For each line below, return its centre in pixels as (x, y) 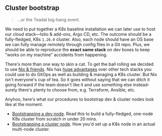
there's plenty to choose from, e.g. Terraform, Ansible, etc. (77, 90)
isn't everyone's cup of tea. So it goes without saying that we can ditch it (77, 79)
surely (11, 90)
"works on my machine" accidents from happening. (56, 55)
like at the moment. (24, 104)
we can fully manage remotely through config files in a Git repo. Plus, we (77, 44)
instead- (141, 85)
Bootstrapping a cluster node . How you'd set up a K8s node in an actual (84, 124)
